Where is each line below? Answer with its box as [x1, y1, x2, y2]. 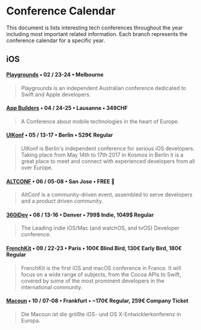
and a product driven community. [20, 197, 103, 205]
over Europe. [20, 164, 53, 171]
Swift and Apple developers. [20, 91, 91, 98]
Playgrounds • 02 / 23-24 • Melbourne [6, 71, 104, 78]
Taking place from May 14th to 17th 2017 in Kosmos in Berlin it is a [20, 151, 184, 158]
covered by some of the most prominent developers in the [20, 277, 165, 284]
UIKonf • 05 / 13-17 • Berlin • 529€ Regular [6, 131, 113, 139]
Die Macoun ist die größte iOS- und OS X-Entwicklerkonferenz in [20, 310, 181, 317]
